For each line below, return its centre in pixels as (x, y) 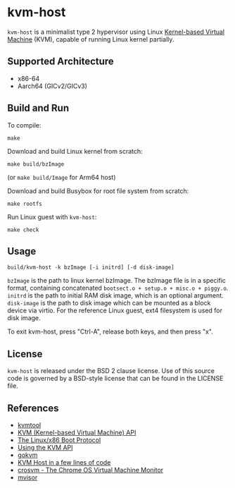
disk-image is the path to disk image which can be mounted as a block (109, 303)
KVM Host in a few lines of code (64, 462)
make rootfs (25, 204)
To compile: (24, 125)
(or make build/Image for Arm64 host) (62, 177)
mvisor (27, 477)
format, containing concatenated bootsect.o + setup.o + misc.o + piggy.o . (118, 288)
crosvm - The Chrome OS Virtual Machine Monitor (90, 470)
